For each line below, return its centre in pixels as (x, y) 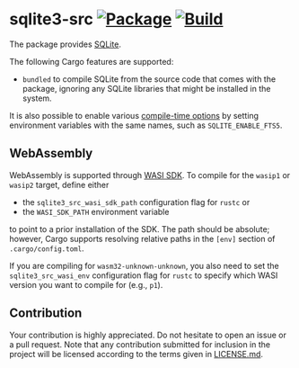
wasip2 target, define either (59, 184)
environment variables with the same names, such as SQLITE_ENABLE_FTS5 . (146, 125)
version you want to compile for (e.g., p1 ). (86, 284)
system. (37, 98)
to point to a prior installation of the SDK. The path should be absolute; (140, 229)
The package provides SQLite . (65, 44)
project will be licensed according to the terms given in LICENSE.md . (136, 354)
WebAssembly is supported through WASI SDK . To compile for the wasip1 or (150, 175)
